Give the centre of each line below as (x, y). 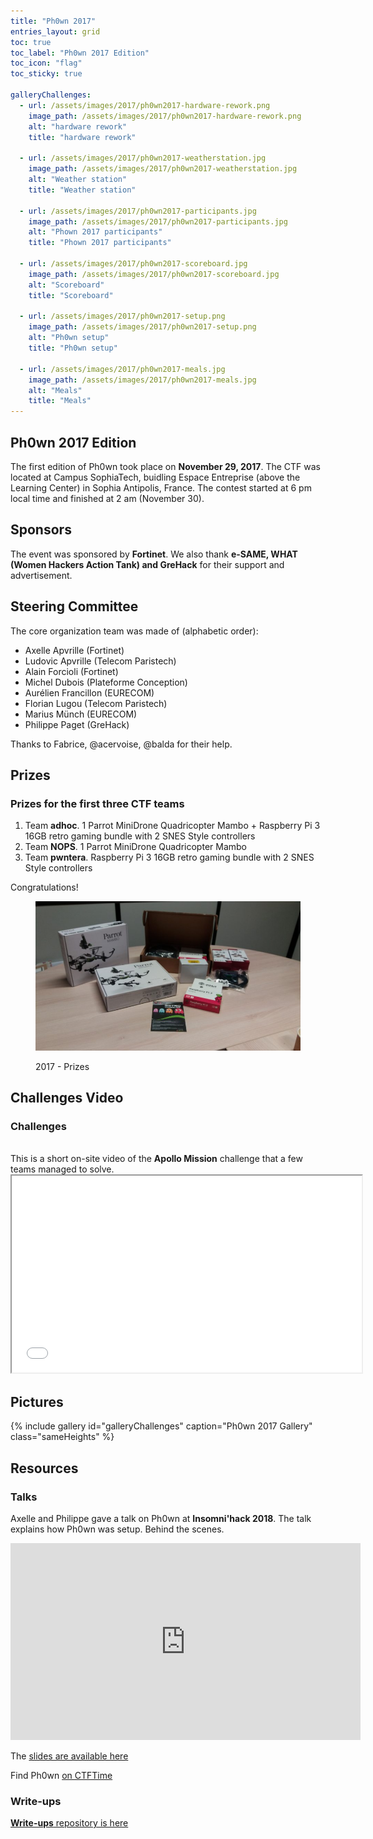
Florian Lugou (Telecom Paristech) (96, 703)
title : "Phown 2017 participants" (100, 243)
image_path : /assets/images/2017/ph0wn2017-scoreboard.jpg (154, 274)
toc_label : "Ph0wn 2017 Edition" (80, 53)
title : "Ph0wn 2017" (53, 21)
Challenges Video (67, 1098)
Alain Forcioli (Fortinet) (71, 671)
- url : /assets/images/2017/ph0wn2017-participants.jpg (138, 211)
